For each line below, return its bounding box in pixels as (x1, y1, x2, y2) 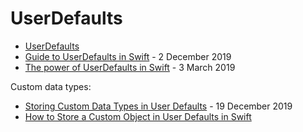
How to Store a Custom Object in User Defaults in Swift (24, 110, 252, 122)
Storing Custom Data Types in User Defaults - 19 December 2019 (24, 100, 293, 112)
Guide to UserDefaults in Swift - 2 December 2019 (24, 50, 232, 62)
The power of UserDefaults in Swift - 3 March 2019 (24, 61, 236, 73)
